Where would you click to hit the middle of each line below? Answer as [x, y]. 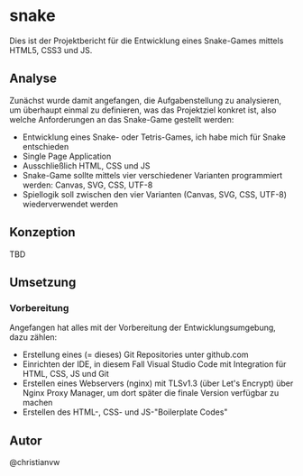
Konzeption [42, 232]
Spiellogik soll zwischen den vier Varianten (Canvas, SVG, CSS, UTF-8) [154, 194]
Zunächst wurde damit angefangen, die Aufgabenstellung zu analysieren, [146, 100]
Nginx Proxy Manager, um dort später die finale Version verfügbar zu [151, 393]
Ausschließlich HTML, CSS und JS [86, 165]
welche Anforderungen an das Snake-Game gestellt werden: [122, 119]
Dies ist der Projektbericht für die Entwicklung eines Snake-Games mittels [147, 41]
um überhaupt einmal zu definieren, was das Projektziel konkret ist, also [143, 110]
